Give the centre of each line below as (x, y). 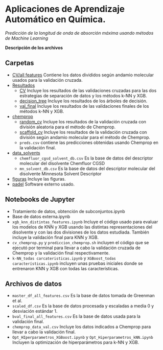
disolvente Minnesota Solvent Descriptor (60, 174)
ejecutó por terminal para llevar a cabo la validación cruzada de (76, 248)
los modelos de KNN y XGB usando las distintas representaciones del (82, 227)
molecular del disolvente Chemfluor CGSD (62, 163)
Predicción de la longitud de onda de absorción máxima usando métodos (79, 33)
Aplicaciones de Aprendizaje (65, 9)
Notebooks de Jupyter (40, 199)
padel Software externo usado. (43, 184)
